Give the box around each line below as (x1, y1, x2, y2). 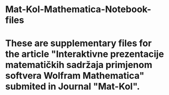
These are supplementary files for (5, 38, 152, 49)
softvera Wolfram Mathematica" (5, 70, 145, 82)
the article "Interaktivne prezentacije (5, 48, 164, 60)
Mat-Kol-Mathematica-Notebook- (5, 4, 151, 15)
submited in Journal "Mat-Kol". (5, 81, 140, 92)
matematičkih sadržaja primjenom (5, 59, 152, 71)
